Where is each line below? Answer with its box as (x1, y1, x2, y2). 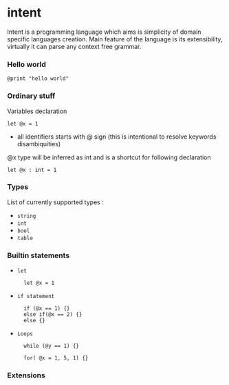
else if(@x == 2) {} (23, 311, 83, 318)
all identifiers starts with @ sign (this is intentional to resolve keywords (17, 132, 217, 141)
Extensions (7, 371, 46, 380)
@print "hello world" (7, 75, 69, 82)
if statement (17, 293, 55, 300)
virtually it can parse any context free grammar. (7, 42, 142, 50)
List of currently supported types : (7, 198, 105, 206)
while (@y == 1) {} (23, 343, 79, 350)
